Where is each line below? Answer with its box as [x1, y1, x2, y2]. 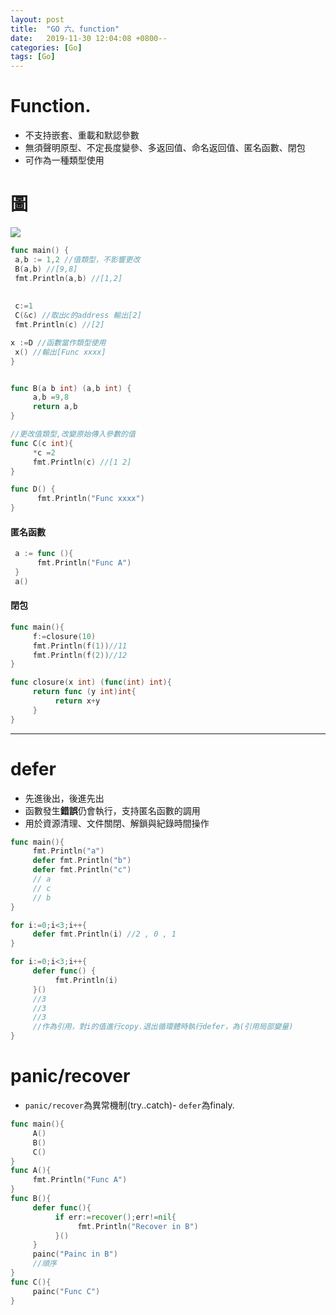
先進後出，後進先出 [24, 792, 105, 804]
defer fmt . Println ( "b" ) [32, 856, 132, 866]
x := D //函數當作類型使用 [10, 337, 107, 348]
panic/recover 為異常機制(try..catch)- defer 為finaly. [24, 1099, 235, 1111]
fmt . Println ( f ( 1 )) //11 [32, 641, 128, 651]
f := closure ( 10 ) [32, 631, 97, 641]
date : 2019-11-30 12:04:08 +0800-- [10, 33, 168, 43]
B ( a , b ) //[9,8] [14, 264, 78, 274]
